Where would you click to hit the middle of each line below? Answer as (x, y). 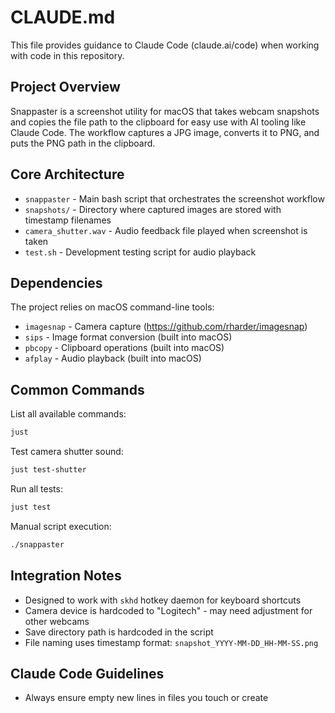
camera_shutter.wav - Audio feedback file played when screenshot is (166, 230)
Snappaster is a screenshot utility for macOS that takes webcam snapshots (165, 111)
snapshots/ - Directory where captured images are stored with (153, 209)
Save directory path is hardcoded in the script (119, 632)
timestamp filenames (68, 220)
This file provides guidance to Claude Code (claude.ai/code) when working (165, 45)
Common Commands (77, 389)
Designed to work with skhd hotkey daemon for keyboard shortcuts (163, 600)
